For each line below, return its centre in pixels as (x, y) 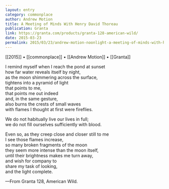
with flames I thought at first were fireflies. (49, 109)
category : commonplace (29, 15)
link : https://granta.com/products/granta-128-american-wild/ (72, 33)
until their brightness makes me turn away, (49, 155)
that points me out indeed (32, 93)
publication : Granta (27, 29)
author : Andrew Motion (29, 19)
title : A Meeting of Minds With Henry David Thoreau (62, 24)
